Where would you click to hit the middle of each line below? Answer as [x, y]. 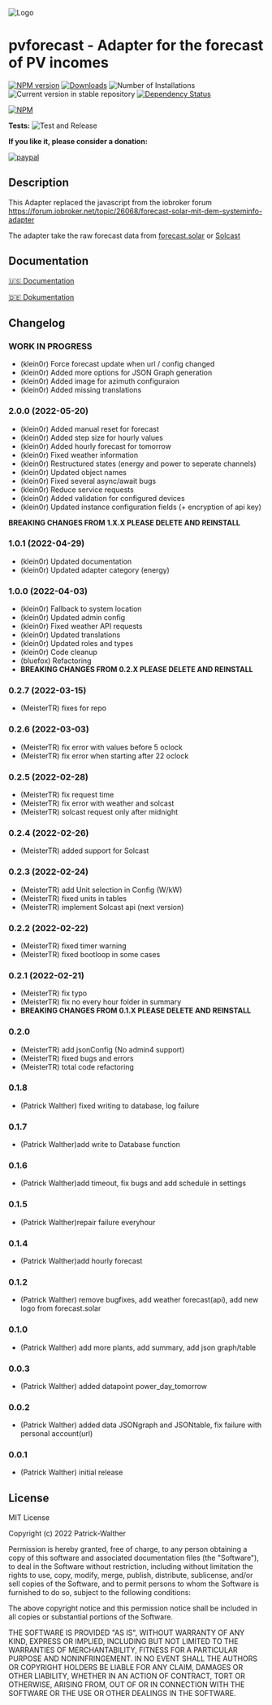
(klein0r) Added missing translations [81, 390]
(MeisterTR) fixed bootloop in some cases [90, 954]
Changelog [37, 323]
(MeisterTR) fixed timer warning [73, 946]
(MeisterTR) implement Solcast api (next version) [102, 907]
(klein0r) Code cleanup [58, 653]
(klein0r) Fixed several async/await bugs [88, 481]
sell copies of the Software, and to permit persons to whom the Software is [134, 1584]
